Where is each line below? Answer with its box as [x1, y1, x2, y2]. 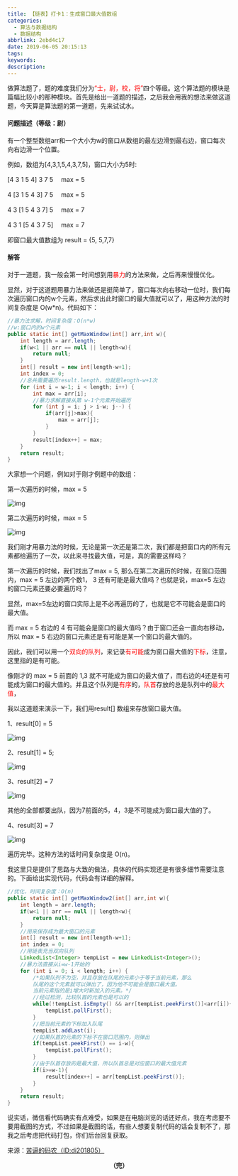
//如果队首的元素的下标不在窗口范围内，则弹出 [33, 1033, 150, 1041]
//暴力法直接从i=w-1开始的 [20, 961, 90, 968]
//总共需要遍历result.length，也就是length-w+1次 [20, 377, 158, 384]
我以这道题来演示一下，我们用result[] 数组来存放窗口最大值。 [7, 704, 186, 713]
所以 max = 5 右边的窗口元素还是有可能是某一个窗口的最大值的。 [7, 632, 196, 641]
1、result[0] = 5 [7, 719, 53, 728]
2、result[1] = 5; [7, 748, 55, 757]
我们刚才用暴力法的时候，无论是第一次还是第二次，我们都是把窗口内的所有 [7, 543, 225, 551]
